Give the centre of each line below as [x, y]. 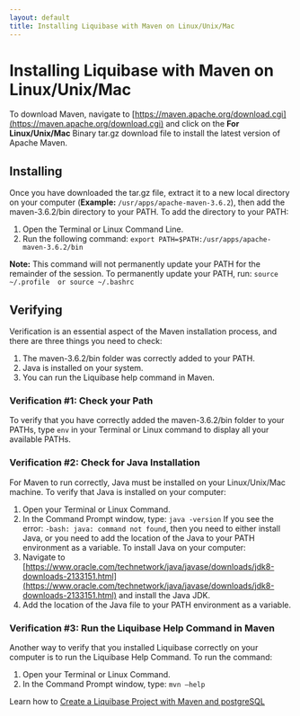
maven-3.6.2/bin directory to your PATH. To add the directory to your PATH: [149, 212]
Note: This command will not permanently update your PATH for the [135, 264]
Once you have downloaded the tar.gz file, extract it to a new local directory [150, 193]
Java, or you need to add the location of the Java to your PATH [138, 538]
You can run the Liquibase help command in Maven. [119, 377]
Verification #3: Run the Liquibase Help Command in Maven [142, 628]
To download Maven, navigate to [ [72, 114]
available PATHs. [40, 439]
